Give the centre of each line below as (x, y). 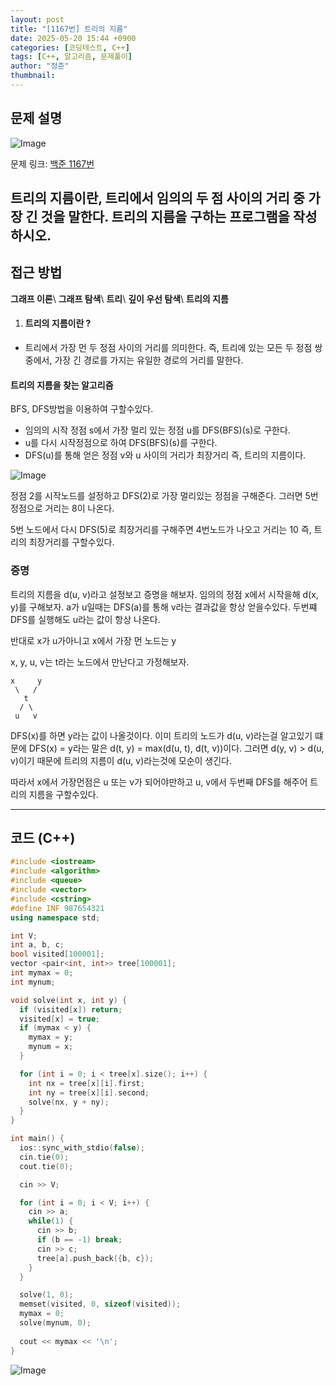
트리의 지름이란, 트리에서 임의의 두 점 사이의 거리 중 (158, 198)
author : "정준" (40, 66)
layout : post (37, 19)
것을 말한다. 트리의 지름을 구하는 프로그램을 (165, 217)
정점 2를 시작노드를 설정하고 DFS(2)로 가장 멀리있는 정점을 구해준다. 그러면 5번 (164, 496)
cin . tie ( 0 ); (44, 1157)
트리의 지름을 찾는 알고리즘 (62, 385)
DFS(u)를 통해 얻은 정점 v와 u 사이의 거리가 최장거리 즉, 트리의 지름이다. (165, 455)
